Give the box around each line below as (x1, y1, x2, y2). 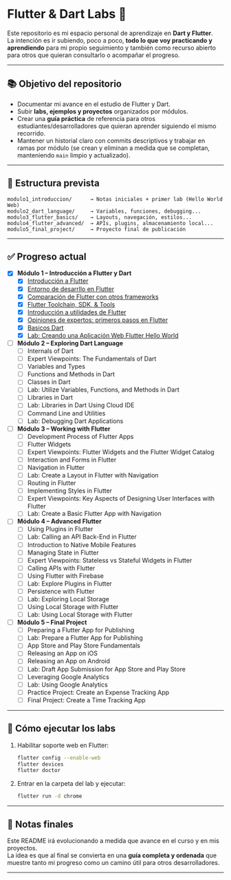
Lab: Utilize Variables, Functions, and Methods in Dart (27, 385, 180, 394)
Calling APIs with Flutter (27, 564, 96, 572)
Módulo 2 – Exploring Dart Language (16, 339, 124, 347)
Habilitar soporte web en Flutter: (16, 741, 109, 749)
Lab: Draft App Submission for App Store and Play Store (27, 665, 186, 673)
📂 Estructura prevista (7, 178, 100, 189)
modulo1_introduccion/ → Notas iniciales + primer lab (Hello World (7, 195, 223, 202)
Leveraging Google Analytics (27, 672, 110, 680)
